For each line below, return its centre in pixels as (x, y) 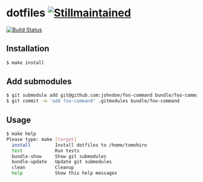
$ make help (21, 134)
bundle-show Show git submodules (59, 156)
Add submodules (39, 82)
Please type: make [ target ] (42, 139)
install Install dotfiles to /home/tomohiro (79, 145)
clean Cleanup (43, 167)
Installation (28, 49)
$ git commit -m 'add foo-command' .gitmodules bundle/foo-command (93, 101)
